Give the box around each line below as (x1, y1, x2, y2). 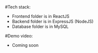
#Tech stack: (5, 4, 31, 10)
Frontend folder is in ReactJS (12, 13, 70, 19)
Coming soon (12, 42, 39, 48)
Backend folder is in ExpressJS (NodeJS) (12, 19, 94, 24)
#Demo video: (5, 33, 33, 39)
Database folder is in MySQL (12, 24, 69, 29)
